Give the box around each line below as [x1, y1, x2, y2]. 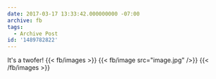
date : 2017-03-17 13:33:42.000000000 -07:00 [7, 10, 140, 18]
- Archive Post [13, 30, 58, 37]
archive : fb [7, 17, 42, 24]
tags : [7, 23, 23, 30]
